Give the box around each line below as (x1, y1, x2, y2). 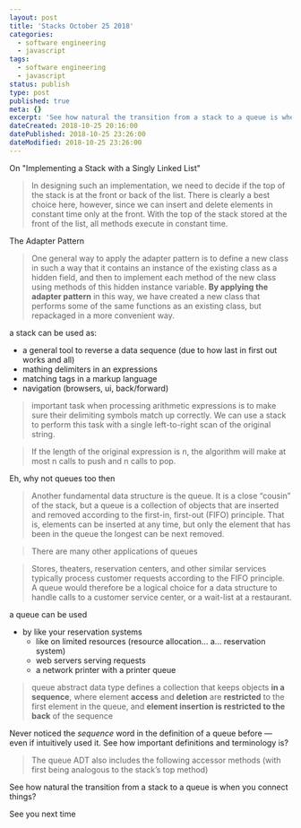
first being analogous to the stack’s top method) (30, 763, 209, 775)
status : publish (9, 80, 70, 89)
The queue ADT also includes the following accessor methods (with (30, 755, 281, 765)
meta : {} (9, 105, 42, 114)
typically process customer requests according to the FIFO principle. (30, 573, 285, 583)
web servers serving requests (35, 655, 146, 666)
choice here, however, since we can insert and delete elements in (30, 199, 273, 210)
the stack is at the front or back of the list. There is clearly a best (30, 189, 271, 200)
